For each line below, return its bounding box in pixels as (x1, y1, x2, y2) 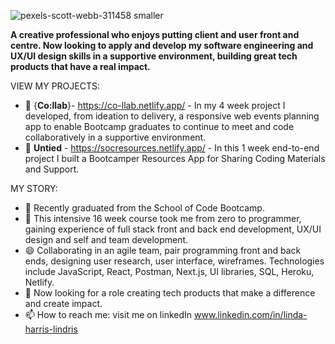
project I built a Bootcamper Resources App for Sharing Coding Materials (24, 153, 326, 164)
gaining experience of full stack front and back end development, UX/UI (24, 223, 322, 235)
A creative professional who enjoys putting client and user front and (10, 29, 300, 40)
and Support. (24, 163, 80, 175)
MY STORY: (10, 183, 58, 194)
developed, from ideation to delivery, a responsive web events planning (24, 110, 320, 122)
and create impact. (24, 298, 103, 309)
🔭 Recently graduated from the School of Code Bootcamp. (24, 202, 265, 214)
